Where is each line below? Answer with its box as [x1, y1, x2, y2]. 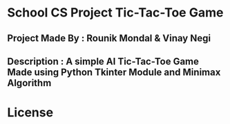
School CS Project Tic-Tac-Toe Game [7, 5, 224, 21]
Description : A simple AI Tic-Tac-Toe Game [7, 55, 199, 67]
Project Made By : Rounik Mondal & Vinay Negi [7, 32, 211, 44]
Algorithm [7, 77, 52, 89]
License [7, 105, 54, 121]
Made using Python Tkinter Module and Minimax [7, 66, 221, 78]
